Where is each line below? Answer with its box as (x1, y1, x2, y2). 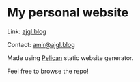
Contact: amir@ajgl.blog (7, 40, 75, 49)
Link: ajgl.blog (7, 27, 46, 36)
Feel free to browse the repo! (7, 67, 89, 75)
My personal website (7, 5, 129, 20)
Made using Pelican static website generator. (7, 53, 134, 62)
